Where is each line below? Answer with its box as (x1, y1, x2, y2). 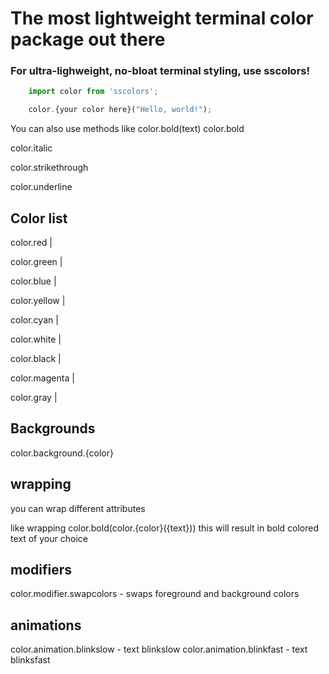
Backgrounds (10, 420, 96, 437)
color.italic (10, 142, 53, 154)
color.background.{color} (10, 447, 114, 459)
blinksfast (10, 654, 51, 666)
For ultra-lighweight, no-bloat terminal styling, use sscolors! (10, 64, 311, 78)
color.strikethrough (10, 162, 89, 174)
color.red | (10, 237, 53, 249)
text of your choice (10, 532, 88, 544)
